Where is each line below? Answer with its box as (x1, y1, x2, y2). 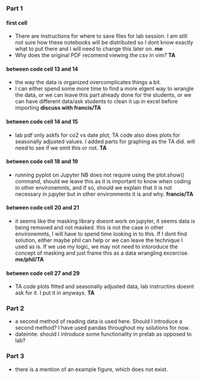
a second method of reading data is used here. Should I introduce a (14, 318, 182, 325)
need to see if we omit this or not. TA (14, 144, 107, 151)
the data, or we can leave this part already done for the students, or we (14, 91, 191, 99)
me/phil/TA (14, 255, 44, 262)
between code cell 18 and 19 (6, 158, 78, 165)
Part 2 (6, 305, 25, 313)
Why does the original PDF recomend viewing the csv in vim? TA (14, 52, 176, 59)
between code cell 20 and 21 (6, 204, 79, 211)
